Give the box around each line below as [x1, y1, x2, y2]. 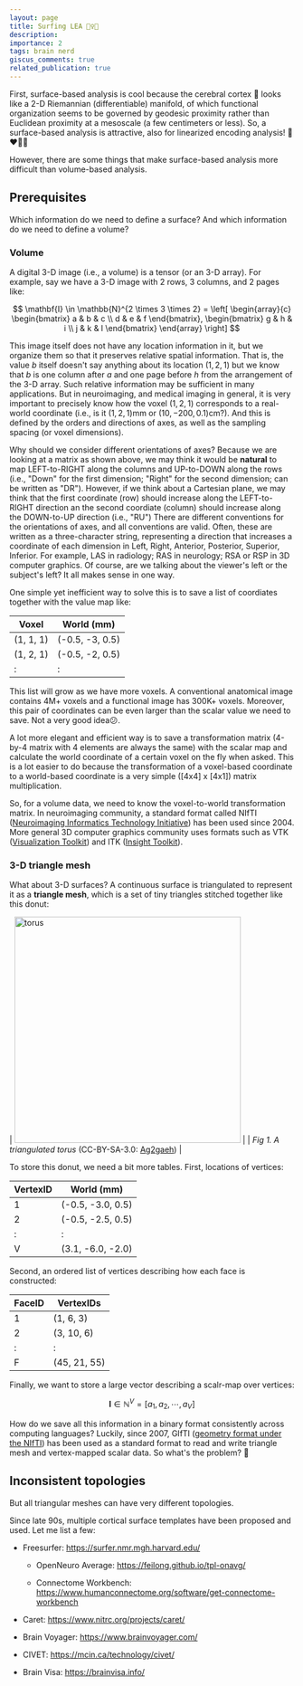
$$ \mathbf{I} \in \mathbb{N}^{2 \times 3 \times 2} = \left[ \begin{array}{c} [12, 303, 292, 314]
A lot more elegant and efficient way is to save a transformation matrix [9, 732, 271, 743]
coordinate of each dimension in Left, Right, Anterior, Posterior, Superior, [9, 540, 280, 551]
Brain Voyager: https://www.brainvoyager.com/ [22, 1631, 198, 1643]
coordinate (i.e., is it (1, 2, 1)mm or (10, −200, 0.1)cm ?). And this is [32, 407, 271, 418]
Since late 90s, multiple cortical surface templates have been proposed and [9, 1515, 291, 1526]
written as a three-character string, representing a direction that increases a [9, 530, 292, 541]
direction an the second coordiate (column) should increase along [35, 501, 281, 512]
